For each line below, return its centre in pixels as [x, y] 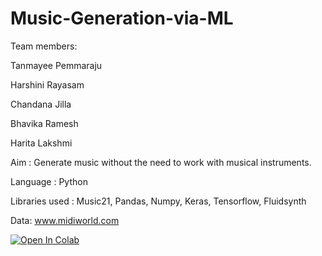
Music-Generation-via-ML [122, 18]
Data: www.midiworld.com [65, 220]
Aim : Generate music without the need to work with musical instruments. [161, 162]
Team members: [44, 46]
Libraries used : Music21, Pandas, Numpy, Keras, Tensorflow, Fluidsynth [158, 201]
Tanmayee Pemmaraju [56, 65]
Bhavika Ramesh [44, 123]
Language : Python [49, 181]
